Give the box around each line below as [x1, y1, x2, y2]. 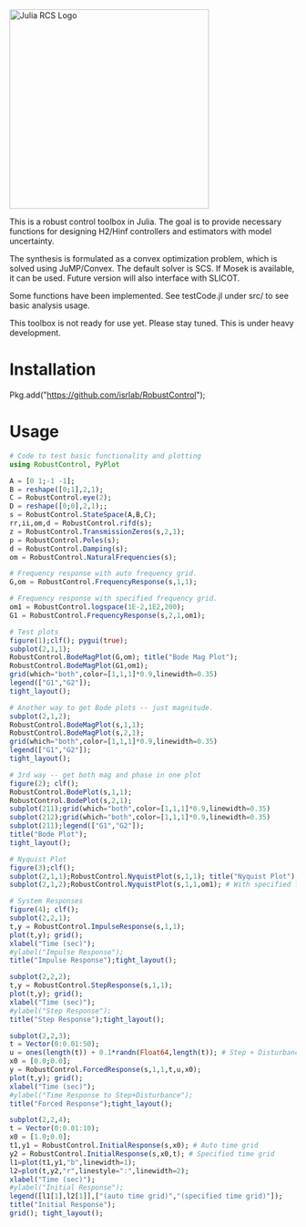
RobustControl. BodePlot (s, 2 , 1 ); [9, 796, 132, 805]
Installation [9, 359, 97, 380]
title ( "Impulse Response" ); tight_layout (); [9, 956, 178, 965]
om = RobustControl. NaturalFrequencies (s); [9, 552, 178, 562]
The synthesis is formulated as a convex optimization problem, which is [9, 253, 278, 263]
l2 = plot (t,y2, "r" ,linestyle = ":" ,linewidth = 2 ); [9, 1166, 189, 1175]
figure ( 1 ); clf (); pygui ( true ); [9, 635, 128, 645]
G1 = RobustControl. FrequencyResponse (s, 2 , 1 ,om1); [9, 611, 206, 620]
